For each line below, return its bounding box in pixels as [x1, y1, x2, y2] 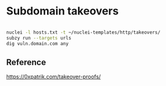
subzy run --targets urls [6, 35, 71, 41]
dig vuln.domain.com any [6, 40, 69, 46]
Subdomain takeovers [6, 4, 119, 18]
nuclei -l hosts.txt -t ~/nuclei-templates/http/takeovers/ [6, 29, 161, 35]
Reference [6, 57, 46, 67]
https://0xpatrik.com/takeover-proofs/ [6, 73, 101, 81]
